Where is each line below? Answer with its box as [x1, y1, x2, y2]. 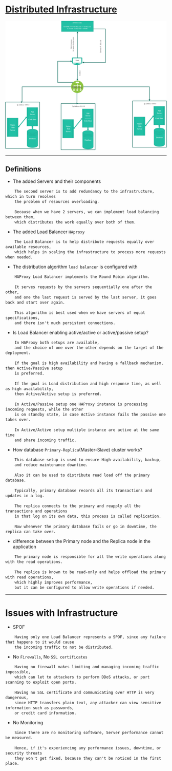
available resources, [5, 245, 52, 250]
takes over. [5, 417, 31, 422]
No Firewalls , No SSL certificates [12, 654, 88, 660]
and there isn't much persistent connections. [14, 321, 116, 326]
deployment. [5, 350, 31, 355]
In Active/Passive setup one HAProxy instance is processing [14, 402, 147, 407]
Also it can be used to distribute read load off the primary [14, 473, 150, 478]
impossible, [5, 669, 31, 675]
